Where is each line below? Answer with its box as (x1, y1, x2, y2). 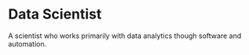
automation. (8, 39, 47, 48)
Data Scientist (8, 5, 102, 23)
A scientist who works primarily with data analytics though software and (8, 31, 242, 40)
